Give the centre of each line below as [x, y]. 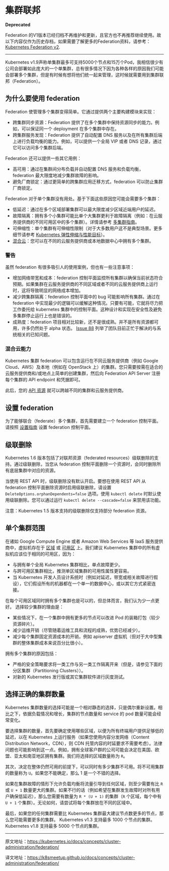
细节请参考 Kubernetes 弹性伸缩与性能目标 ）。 [60, 235]
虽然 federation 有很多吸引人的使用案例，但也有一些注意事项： [70, 267]
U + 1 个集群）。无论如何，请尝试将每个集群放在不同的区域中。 [70, 802]
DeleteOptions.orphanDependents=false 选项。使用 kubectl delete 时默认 [81, 493]
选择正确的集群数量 [35, 694]
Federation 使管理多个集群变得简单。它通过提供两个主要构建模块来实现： [81, 111]
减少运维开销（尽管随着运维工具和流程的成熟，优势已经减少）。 [77, 630]
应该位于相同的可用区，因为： [45, 554]
